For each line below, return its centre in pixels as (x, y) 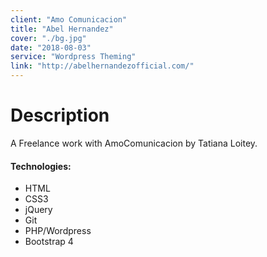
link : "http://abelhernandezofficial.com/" (102, 66)
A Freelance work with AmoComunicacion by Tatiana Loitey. (134, 143)
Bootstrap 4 (49, 242)
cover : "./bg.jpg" (48, 38)
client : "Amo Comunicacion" (69, 19)
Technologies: (41, 166)
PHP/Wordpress (58, 231)
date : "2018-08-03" (51, 47)
